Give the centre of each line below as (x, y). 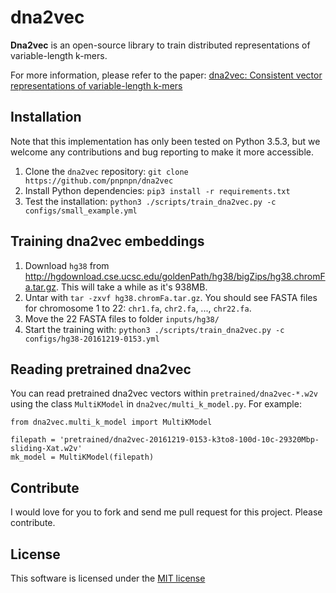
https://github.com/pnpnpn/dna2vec (99, 181)
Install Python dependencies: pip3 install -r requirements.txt (157, 190)
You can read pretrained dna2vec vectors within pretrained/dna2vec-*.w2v (164, 393)
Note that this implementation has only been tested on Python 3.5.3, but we (165, 141)
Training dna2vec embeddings (107, 241)
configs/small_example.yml (81, 211)
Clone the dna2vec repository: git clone (106, 171)
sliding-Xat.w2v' (46, 449)
